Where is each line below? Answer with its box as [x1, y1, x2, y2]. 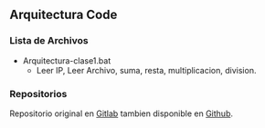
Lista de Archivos [9, 34, 89, 47]
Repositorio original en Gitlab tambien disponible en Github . [9, 108, 233, 119]
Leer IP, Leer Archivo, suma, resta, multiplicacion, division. [36, 64, 257, 75]
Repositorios [9, 87, 68, 100]
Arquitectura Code [9, 7, 118, 23]
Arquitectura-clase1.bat [22, 54, 111, 66]
